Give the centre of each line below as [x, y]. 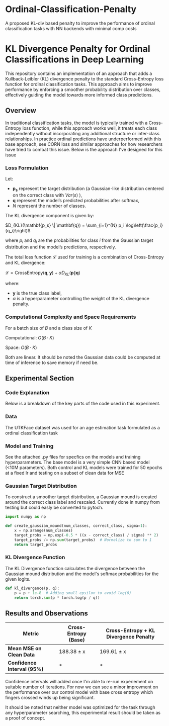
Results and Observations [47, 613]
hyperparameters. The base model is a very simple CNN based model [77, 462]
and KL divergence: [25, 262]
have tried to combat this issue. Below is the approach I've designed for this [84, 149]
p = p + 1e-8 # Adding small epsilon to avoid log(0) [73, 593]
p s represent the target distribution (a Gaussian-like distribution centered [88, 189]
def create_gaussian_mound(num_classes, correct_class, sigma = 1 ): [76, 526]
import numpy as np [26, 517]
